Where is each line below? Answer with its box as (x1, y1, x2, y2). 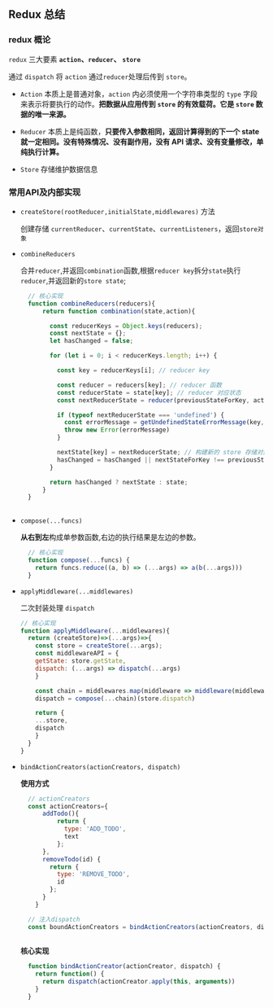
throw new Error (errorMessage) (63, 426, 171, 434)
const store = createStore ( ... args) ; (35, 642, 163, 650)
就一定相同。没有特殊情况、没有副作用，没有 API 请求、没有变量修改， (19, 137, 257, 147)
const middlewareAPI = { (35, 650, 119, 658)
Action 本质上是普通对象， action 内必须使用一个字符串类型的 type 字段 (19, 89, 258, 99)
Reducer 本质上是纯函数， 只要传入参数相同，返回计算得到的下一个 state (19, 126, 260, 136)
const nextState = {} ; (50, 329, 127, 338)
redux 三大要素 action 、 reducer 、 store (8, 54, 141, 64)
